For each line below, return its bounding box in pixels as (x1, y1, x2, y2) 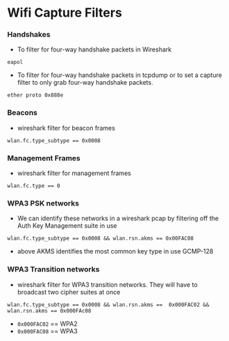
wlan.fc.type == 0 (7, 183, 60, 190)
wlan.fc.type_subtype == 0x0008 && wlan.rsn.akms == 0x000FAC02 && (7, 301, 210, 308)
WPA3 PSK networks (7, 199, 80, 208)
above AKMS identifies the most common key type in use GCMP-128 (17, 247, 214, 256)
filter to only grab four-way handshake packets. (17, 78, 154, 87)
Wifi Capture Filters (7, 5, 123, 21)
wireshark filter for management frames (17, 169, 132, 178)
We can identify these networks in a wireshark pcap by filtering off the (17, 214, 219, 223)
